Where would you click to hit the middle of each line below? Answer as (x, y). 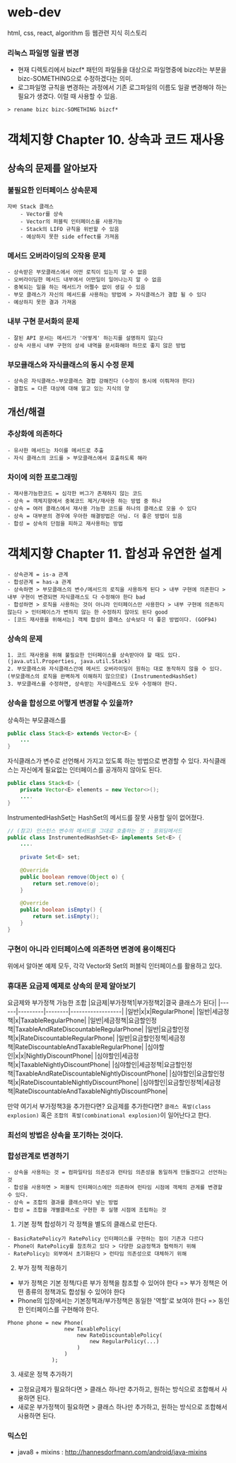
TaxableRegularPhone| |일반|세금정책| (74, 1020)
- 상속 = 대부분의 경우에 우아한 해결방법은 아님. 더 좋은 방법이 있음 (95, 516)
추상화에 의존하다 (35, 434)
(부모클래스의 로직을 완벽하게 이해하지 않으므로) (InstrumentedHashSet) (102, 677)
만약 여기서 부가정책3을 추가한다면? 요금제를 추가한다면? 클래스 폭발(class (109, 1107)
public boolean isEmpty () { (61, 910)
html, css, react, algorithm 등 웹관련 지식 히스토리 (77, 33)
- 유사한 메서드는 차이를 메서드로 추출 (55, 451)
